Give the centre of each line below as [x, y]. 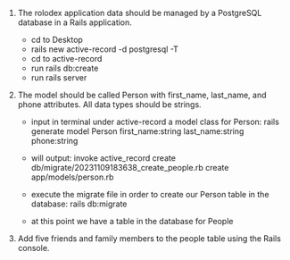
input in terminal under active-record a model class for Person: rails [155, 122]
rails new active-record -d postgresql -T [104, 49]
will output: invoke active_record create [104, 158]
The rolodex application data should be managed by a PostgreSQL [140, 13]
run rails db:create [65, 68]
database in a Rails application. [75, 22]
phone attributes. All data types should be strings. [110, 105]
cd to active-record [66, 59]
